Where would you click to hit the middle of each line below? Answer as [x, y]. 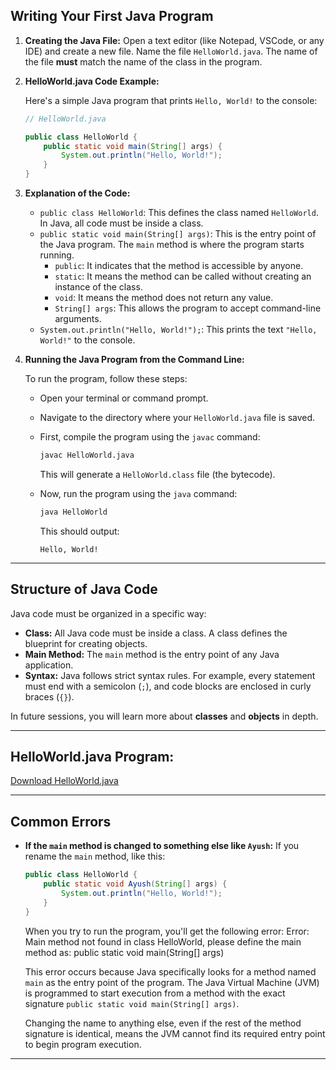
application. [49, 665]
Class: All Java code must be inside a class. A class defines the [156, 633]
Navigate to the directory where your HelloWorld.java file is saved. [177, 418]
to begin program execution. [83, 1044]
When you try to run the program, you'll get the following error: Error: [167, 931]
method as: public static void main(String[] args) [124, 952]
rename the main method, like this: [95, 856]
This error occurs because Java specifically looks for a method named [170, 971]
